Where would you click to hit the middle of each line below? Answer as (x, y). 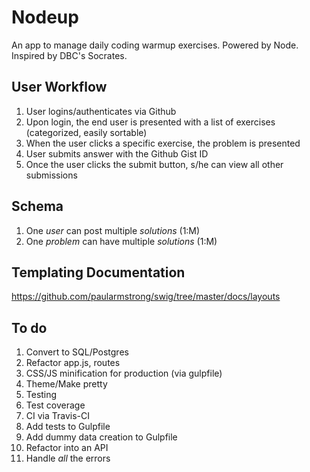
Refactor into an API (67, 448)
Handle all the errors (68, 458)
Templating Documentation (98, 272)
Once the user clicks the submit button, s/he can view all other (154, 164)
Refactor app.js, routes (73, 363)
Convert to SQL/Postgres (77, 352)
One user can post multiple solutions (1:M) (113, 230)
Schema (37, 206)
